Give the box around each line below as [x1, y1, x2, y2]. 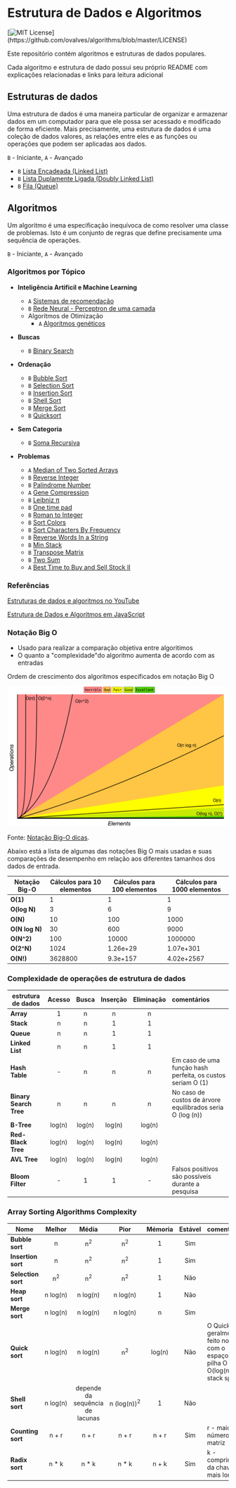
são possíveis [171, 1173, 212, 1181]
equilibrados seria [171, 1104, 224, 1112]
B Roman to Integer [27, 511, 83, 519]
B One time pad [27, 503, 72, 511]
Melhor [45, 1225, 67, 1233]
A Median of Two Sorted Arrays [27, 465, 119, 474]
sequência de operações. [7, 236, 81, 244]
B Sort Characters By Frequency [27, 525, 121, 534]
